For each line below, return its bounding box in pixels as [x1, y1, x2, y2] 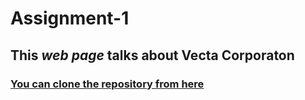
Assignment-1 [10, 7, 130, 30]
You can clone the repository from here [10, 77, 205, 91]
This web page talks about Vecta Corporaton [10, 47, 295, 64]
